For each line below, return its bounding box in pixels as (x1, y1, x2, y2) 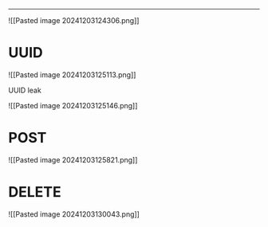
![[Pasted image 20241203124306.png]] (8, 16, 140, 25)
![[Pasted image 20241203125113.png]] (8, 69, 136, 80)
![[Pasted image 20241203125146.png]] (8, 100, 138, 110)
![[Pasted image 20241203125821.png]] (8, 155, 138, 164)
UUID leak (8, 85, 41, 95)
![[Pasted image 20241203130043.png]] (8, 209, 140, 219)
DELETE (8, 183, 61, 202)
